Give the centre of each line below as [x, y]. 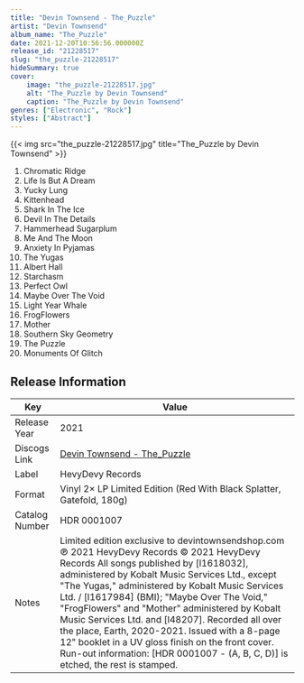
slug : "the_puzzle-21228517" [65, 60]
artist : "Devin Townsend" [59, 26]
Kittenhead [44, 200]
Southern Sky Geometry [68, 334]
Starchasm [43, 277]
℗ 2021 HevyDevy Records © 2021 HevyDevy [160, 551]
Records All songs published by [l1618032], [154, 563]
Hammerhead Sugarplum [70, 229]
